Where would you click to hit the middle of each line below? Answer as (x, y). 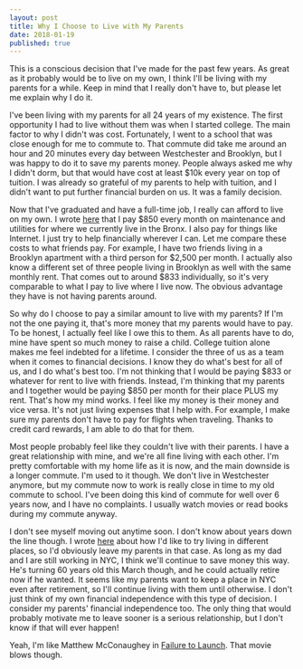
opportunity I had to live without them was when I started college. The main (150, 125)
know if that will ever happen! (64, 628)
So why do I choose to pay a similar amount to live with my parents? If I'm (146, 314)
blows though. (36, 655)
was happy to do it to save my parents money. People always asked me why (151, 163)
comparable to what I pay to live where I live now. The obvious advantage (146, 287)
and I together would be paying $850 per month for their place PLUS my (144, 391)
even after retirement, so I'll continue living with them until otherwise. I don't (151, 589)
